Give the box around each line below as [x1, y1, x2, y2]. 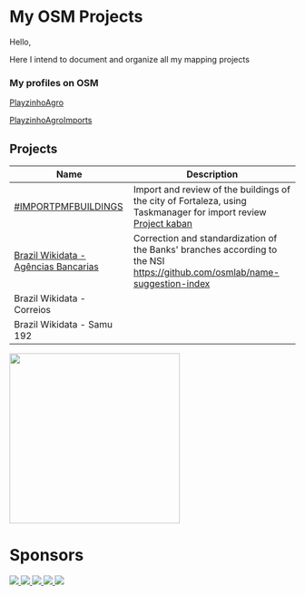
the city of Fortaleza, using [133, 195, 247, 208]
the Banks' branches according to [133, 243, 278, 256]
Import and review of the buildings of [133, 183, 290, 196]
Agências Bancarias [14, 260, 100, 273]
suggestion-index [133, 278, 211, 290]
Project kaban [133, 218, 193, 230]
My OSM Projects [9, 6, 143, 27]
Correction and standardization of [133, 232, 278, 245]
